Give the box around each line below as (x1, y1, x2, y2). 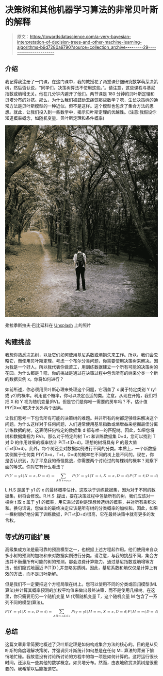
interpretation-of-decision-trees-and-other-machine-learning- (16, 39, 142, 45)
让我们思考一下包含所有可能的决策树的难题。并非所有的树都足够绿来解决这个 (5, 415, 158, 421)
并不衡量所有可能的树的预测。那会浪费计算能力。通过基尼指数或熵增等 (9, 559, 149, 565)
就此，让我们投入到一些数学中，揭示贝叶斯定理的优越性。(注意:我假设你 (13, 109, 157, 115)
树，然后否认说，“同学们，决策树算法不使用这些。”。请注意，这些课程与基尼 (5, 85, 156, 91)
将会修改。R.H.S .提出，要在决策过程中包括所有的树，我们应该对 (21, 493, 150, 499)
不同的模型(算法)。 (9, 600, 47, 605)
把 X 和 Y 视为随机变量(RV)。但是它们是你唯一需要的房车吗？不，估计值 (5, 399, 148, 404)
